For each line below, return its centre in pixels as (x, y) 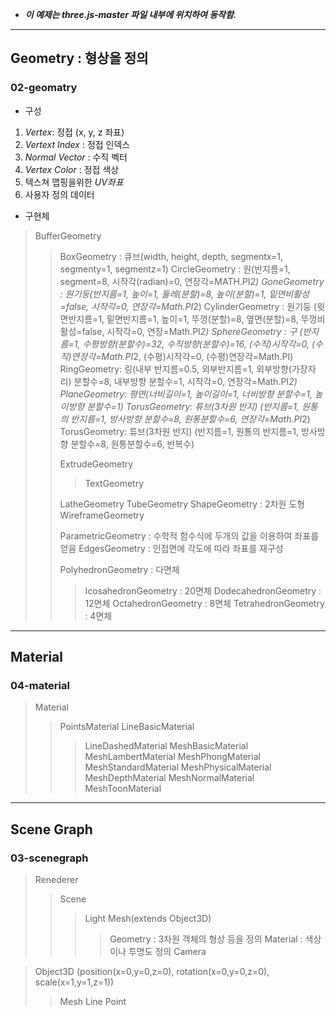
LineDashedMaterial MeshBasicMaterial (166, 746)
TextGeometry (114, 483)
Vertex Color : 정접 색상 (72, 169)
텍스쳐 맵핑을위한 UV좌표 (74, 182)
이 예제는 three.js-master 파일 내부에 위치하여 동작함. (130, 14)
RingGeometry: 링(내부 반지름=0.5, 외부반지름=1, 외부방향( (175, 369)
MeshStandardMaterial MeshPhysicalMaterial (178, 767)
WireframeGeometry (102, 515)
